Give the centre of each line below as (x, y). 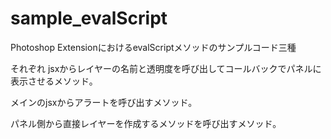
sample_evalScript (89, 18)
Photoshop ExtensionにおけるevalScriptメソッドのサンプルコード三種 (153, 47)
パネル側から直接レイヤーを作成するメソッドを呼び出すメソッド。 (146, 123)
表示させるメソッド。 (54, 81)
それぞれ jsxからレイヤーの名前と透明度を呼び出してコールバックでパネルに (166, 68)
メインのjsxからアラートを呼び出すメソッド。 (104, 102)
